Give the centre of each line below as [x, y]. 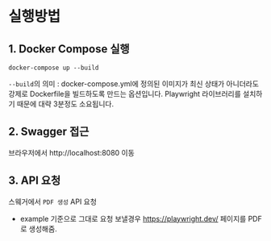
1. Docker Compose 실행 [69, 49]
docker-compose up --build [54, 68]
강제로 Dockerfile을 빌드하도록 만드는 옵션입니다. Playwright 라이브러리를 [125, 94]
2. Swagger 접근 [49, 132]
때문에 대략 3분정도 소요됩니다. [65, 104]
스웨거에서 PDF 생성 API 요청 [52, 202]
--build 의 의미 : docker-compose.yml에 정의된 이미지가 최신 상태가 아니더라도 [134, 84]
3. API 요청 [35, 181]
